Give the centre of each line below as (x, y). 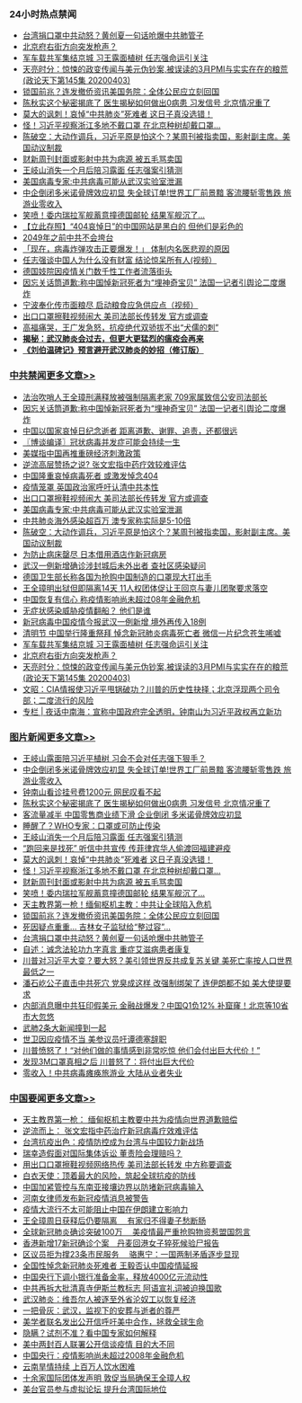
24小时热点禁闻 (43, 13)
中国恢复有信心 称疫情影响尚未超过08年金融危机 (111, 599)
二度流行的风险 (66, 700)
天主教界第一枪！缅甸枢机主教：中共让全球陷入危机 (117, 904)
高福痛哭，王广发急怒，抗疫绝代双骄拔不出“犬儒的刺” (120, 328)
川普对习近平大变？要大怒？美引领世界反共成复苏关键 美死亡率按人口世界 (157, 960)
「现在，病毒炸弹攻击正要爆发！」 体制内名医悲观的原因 (126, 249)
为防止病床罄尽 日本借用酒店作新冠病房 (94, 554)
